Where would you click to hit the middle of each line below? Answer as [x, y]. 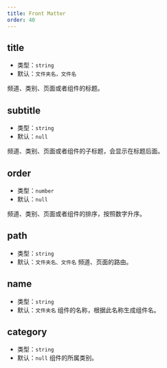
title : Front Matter [37, 13]
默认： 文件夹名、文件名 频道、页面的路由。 [75, 261]
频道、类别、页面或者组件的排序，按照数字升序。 [76, 213]
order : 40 [21, 20]
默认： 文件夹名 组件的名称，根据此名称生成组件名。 [88, 310]
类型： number [35, 191]
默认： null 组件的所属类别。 [57, 358]
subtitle [24, 110]
